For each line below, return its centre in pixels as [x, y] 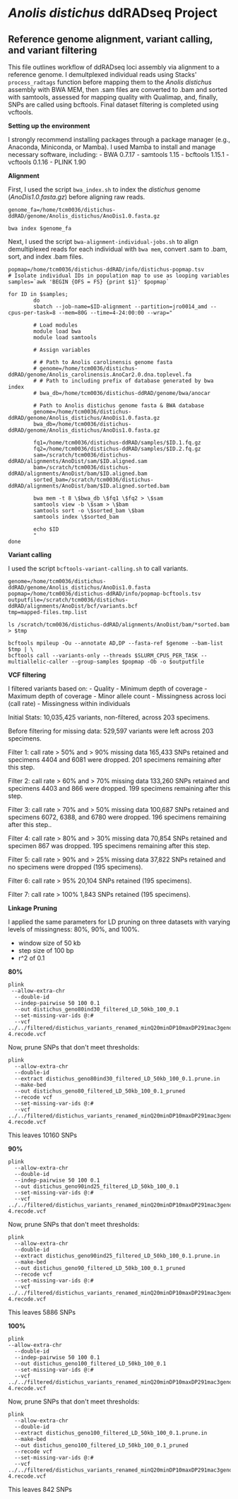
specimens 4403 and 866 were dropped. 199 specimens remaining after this [119, 788]
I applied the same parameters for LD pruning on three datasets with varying [119, 922]
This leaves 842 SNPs [40, 1489]
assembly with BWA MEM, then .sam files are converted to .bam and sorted [118, 89]
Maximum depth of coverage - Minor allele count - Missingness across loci [117, 696]
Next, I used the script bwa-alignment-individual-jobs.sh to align [103, 241]
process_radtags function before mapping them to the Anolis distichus [110, 82]
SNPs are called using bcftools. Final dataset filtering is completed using [113, 105]
